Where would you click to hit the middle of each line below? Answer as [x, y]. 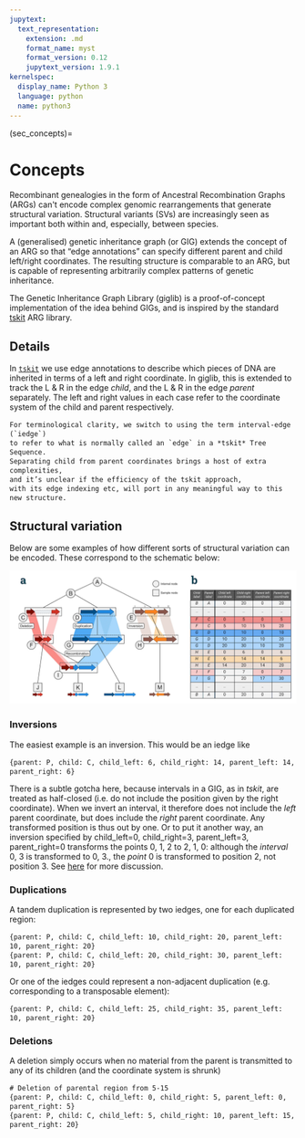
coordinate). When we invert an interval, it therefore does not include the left [153, 808]
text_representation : [59, 29]
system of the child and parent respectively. [92, 407]
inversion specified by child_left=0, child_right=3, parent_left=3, [129, 837]
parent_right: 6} [42, 771]
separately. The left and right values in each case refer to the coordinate [145, 398]
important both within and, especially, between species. [114, 224]
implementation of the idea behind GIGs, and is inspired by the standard [144, 308]
